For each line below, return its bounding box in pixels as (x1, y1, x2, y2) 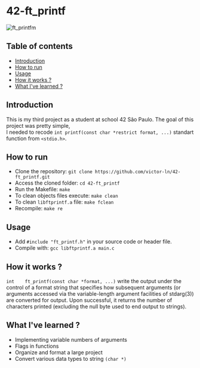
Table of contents (6, 41, 73, 51)
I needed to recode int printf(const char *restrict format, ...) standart (6, 128, 194, 136)
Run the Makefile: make (14, 186, 70, 193)
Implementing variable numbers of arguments (14, 336, 127, 343)
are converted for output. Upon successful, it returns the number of (6, 297, 173, 303)
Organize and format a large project (14, 348, 103, 356)
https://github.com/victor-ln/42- (94, 169, 181, 175)
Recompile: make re (14, 205, 63, 212)
